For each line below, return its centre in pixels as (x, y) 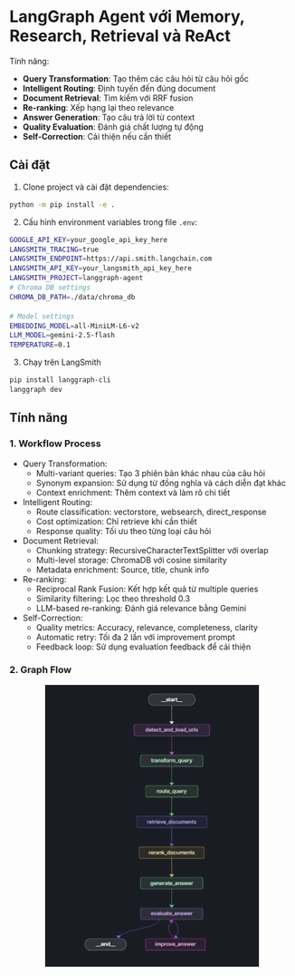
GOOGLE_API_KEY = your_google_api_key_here (89, 239)
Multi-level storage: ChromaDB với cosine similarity (132, 560)
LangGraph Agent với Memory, (127, 17)
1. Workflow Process (55, 444)
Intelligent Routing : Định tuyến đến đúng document (119, 88)
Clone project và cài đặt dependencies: (95, 187)
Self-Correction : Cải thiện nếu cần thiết (97, 136)
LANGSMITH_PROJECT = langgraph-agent (76, 278)
